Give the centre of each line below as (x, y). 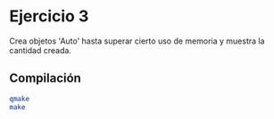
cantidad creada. (40, 50)
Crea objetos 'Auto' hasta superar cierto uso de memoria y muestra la (137, 41)
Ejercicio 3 (49, 16)
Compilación (46, 79)
